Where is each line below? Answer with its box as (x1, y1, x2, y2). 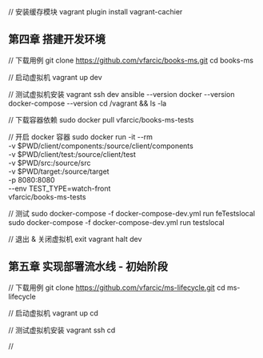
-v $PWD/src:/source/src (8, 158, 91, 167)
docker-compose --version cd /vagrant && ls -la (8, 99, 167, 108)
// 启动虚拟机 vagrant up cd (8, 308, 98, 318)
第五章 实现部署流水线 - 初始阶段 (8, 259, 168, 274)
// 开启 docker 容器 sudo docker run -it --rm (8, 131, 153, 142)
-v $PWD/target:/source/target (8, 167, 110, 176)
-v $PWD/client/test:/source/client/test (8, 149, 136, 159)
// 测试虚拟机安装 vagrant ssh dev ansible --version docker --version (8, 89, 235, 99)
